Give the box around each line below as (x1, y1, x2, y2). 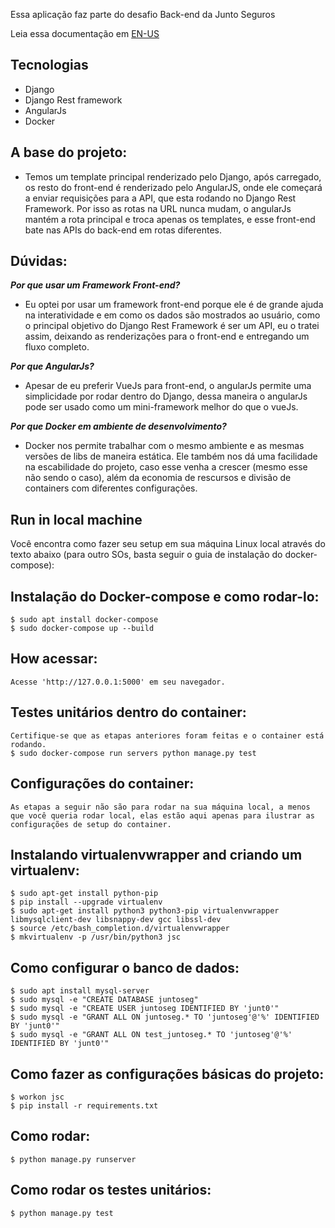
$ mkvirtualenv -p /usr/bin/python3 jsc (10, 932, 182, 943)
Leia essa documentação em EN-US (10, 28, 160, 39)
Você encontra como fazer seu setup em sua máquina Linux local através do (10, 538, 326, 550)
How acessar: (10, 650, 98, 668)
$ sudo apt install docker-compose (10, 615, 159, 625)
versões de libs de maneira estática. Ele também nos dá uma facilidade (24, 450, 318, 463)
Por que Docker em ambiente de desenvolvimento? (10, 420, 227, 433)
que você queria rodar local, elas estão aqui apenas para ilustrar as (10, 810, 315, 821)
